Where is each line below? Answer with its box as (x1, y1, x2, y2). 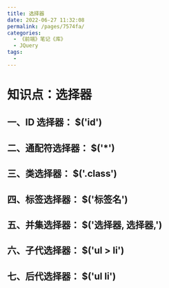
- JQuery (13, 42, 39, 49)
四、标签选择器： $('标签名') (7, 193, 128, 205)
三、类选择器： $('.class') (7, 168, 117, 180)
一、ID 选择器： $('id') (7, 117, 102, 128)
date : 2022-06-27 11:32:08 (7, 17, 85, 23)
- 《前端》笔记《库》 (13, 36, 66, 43)
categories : (7, 29, 41, 37)
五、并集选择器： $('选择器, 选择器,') (7, 219, 163, 231)
